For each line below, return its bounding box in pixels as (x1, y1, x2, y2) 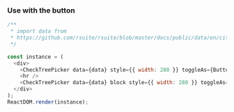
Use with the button (7, 6, 75, 15)
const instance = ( (7, 53, 64, 61)
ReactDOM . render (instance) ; (7, 98, 89, 106)
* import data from (10, 28, 68, 35)
